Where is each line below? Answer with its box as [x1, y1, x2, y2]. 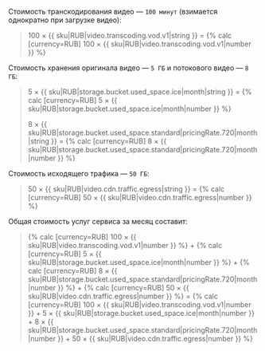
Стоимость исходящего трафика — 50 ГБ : [8, 169, 150, 178]
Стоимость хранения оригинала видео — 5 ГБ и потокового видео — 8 [8, 63, 249, 73]
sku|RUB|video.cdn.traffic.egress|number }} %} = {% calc [27, 291, 219, 301]
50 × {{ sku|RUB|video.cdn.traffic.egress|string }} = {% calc [27, 184, 225, 194]
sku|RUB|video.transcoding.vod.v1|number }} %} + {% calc [27, 241, 223, 250]
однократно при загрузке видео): [8, 15, 122, 25]
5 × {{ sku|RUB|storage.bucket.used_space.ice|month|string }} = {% [27, 87, 252, 97]
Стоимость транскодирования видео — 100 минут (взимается [8, 7, 218, 16]
